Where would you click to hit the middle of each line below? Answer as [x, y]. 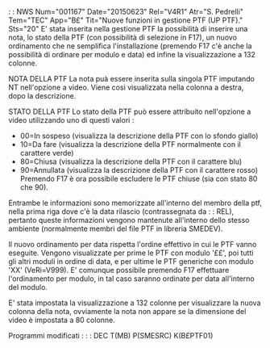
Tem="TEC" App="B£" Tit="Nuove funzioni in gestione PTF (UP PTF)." [126, 20]
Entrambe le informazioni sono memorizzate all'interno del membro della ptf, [135, 203]
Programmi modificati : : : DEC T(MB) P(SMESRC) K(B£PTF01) [111, 335]
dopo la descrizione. [42, 96]
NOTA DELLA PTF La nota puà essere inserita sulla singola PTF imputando [132, 79]
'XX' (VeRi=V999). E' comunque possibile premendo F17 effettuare [119, 270]
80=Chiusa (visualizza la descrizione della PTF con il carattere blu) [131, 161]
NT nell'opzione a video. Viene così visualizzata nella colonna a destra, [126, 87]
